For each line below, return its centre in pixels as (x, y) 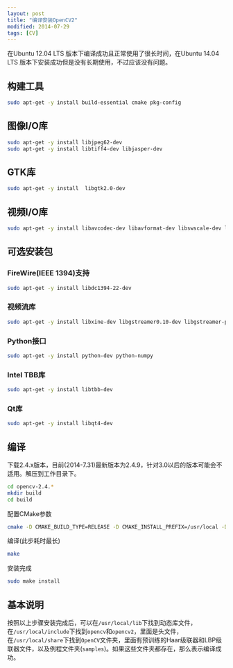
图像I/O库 (28, 126)
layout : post (26, 14)
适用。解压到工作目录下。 (44, 473)
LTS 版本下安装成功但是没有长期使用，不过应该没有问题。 (89, 62)
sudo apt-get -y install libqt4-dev (60, 424)
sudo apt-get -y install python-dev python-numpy (80, 356)
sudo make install (34, 581)
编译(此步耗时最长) (34, 541)
